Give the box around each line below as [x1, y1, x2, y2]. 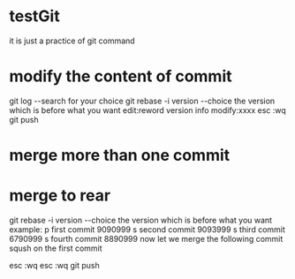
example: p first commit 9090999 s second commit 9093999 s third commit [9, 224, 285, 235]
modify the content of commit [9, 66, 232, 87]
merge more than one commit [9, 146, 231, 165]
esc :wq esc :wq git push [9, 260, 100, 270]
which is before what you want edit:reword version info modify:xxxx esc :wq [9, 104, 287, 116]
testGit [9, 6, 60, 26]
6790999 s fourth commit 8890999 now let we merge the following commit [9, 234, 284, 244]
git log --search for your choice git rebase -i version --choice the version [9, 95, 276, 106]
